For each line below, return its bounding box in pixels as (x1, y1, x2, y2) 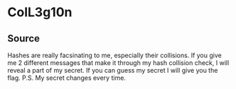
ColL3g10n (7, 4, 73, 20)
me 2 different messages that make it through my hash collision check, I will (7, 59, 230, 67)
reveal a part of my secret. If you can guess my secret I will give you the (7, 66, 218, 74)
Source (7, 32, 41, 44)
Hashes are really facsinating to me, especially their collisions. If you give (7, 51, 222, 59)
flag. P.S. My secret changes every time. (7, 73, 127, 82)
